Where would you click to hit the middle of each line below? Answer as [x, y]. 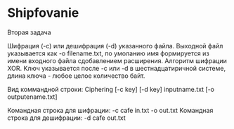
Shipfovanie [43, 13]
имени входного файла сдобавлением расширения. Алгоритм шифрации [117, 60]
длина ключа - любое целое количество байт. [76, 76]
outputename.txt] [32, 97]
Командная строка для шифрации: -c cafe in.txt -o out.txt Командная [110, 110]
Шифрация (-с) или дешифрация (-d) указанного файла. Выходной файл [115, 46]
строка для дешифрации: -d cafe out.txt [67, 118]
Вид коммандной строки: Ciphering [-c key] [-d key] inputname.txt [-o [111, 89]
